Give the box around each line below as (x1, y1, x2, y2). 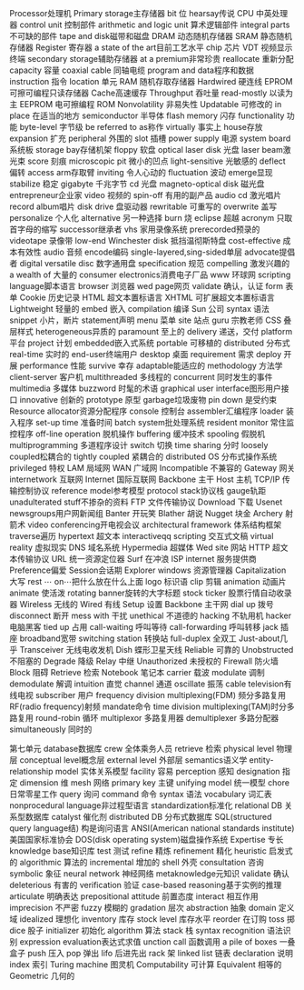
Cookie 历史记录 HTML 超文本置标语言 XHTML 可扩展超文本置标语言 (19, 292, 275, 303)
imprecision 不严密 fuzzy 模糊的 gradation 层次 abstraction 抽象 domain (9, 903, 277, 913)
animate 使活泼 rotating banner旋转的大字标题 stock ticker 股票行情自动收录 (9, 587, 292, 598)
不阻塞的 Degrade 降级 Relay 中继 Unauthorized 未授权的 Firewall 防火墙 (9, 655, 279, 666)
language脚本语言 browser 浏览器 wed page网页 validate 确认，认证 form (9, 281, 284, 291)
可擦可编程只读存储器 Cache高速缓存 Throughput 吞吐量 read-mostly (9, 87, 268, 98)
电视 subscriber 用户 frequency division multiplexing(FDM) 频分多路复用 (16, 690, 287, 700)
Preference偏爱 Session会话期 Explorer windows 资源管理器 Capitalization (9, 565, 287, 575)
